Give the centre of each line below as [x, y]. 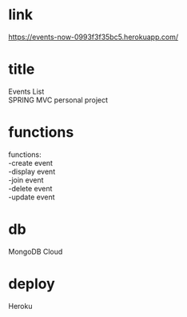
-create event [31, 163]
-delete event [30, 188]
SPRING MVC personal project [58, 100]
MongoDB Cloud [36, 251]
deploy [32, 284]
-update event [32, 197]
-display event [32, 171]
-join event [26, 180]
